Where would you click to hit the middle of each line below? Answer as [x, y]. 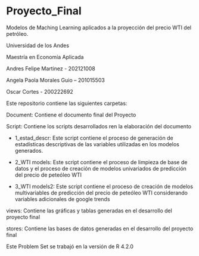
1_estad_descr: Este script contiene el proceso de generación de [94, 138]
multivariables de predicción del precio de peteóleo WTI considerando [101, 193]
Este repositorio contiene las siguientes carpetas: [67, 103]
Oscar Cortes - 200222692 [40, 91]
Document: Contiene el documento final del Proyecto [71, 115]
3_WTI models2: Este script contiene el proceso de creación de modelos [104, 186]
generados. [29, 150]
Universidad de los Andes [38, 45]
